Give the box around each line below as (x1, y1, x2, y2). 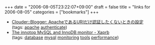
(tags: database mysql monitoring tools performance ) (11, 34, 119, 40)
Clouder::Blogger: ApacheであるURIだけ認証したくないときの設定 (11, 19, 144, 24)
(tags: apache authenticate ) (11, 24, 68, 30)
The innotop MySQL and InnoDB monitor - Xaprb (11, 30, 110, 35)
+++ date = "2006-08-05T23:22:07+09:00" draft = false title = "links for (4, 4, 151, 10)
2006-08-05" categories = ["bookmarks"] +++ (4, 9, 99, 15)
